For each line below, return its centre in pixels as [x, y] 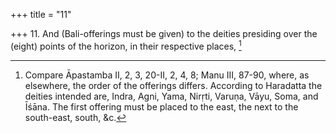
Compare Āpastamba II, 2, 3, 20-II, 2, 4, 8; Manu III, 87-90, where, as [167, 75]
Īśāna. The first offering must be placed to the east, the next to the [161, 106]
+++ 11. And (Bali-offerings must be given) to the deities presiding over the [164, 33]
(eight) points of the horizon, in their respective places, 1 [126, 45]
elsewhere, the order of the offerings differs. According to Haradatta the [173, 85]
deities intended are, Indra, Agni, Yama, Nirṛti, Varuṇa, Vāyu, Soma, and [171, 96]
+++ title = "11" [41, 14]
